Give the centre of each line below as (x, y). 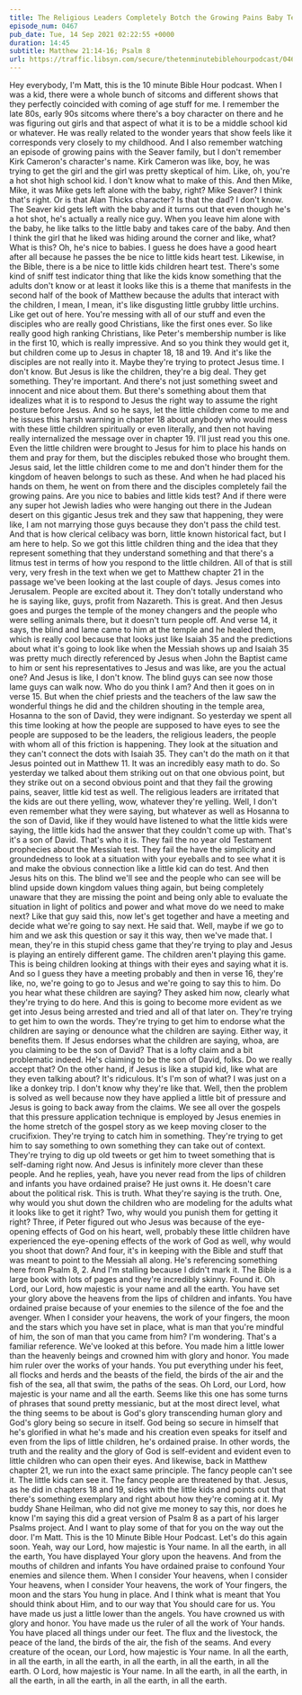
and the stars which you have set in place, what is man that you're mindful (147, 1327)
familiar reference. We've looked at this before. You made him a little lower (147, 1346)
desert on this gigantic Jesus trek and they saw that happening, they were (147, 515)
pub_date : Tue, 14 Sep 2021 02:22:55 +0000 (92, 34)
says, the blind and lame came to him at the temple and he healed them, (142, 629)
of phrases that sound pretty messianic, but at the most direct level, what (145, 1403)
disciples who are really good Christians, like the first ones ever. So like (141, 324)
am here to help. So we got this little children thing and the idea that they (144, 544)
